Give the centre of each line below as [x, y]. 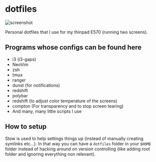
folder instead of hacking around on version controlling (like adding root [78, 149]
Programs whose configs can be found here [73, 47]
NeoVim [20, 64]
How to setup [26, 127]
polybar [20, 95]
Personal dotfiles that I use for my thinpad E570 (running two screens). [77, 32]
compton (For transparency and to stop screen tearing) [68, 106]
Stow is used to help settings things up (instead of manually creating [74, 139]
